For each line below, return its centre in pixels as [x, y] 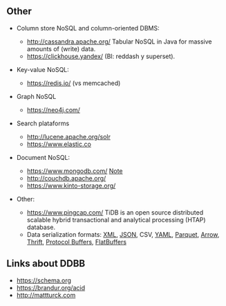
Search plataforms [43, 123]
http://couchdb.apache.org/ [66, 178]
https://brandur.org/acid [51, 287]
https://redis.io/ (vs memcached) [74, 83]
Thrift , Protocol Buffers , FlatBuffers [77, 242]
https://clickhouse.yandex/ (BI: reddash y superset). [101, 56]
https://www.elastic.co [59, 144]
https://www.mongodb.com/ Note [75, 171]
